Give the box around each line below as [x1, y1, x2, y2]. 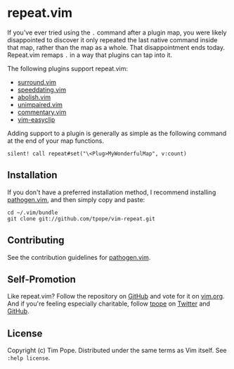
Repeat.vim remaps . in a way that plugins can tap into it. [7, 51, 173, 59]
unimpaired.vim [17, 100, 63, 108]
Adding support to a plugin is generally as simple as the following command [7, 129, 227, 137]
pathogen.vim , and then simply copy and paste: [7, 195, 145, 204]
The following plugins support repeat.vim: [7, 64, 129, 73]
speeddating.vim [17, 85, 67, 94]
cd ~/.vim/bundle [7, 209, 58, 216]
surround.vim [17, 77, 57, 86]
